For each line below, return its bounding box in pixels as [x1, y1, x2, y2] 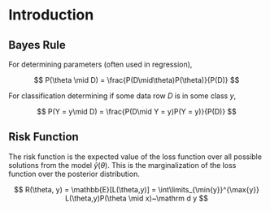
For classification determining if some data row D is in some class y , [8, 91, 237, 101]
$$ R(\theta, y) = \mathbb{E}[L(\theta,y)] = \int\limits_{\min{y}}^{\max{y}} [13, 184, 260, 194]
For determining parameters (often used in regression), [8, 59, 193, 69]
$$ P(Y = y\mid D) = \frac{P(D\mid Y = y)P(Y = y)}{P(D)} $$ [36, 107, 237, 116]
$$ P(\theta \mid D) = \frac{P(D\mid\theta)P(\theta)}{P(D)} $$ [33, 75, 240, 84]
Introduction [8, 6, 94, 24]
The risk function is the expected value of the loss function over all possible [8, 152, 263, 161]
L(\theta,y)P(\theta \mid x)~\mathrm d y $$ [64, 193, 209, 203]
